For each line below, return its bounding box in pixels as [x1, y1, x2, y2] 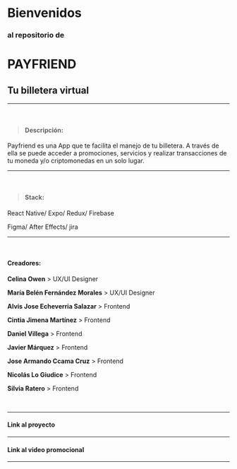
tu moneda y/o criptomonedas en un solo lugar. [7, 157, 145, 165]
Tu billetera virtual [7, 84, 90, 96]
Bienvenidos [7, 5, 83, 21]
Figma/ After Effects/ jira [7, 222, 79, 231]
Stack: [24, 193, 44, 201]
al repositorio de [7, 30, 65, 40]
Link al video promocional [7, 445, 85, 453]
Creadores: [7, 259, 41, 268]
